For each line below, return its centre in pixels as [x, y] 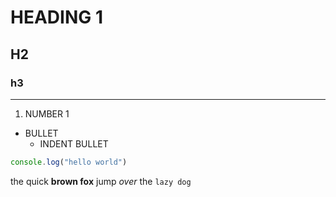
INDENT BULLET [74, 143]
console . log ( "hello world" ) [69, 162]
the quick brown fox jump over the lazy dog [101, 181]
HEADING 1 [56, 17]
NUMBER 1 [47, 113]
